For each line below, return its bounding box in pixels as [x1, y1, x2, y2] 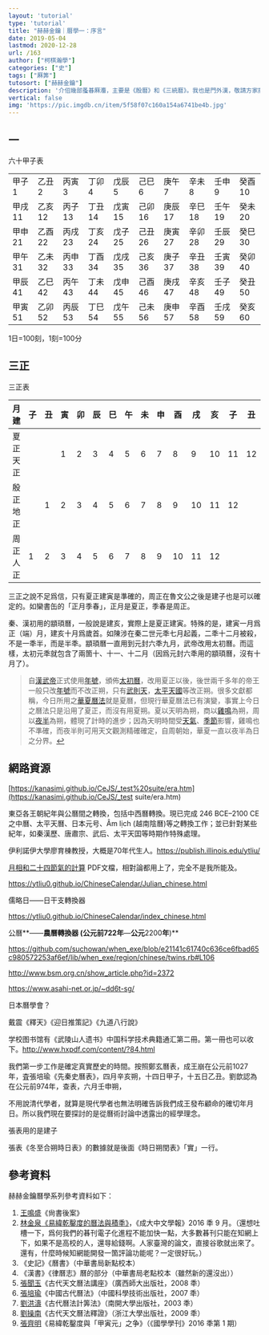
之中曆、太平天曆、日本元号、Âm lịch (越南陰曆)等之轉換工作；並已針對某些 [8, 818, 258, 828]
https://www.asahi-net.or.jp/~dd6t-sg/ [8, 983, 134, 993]
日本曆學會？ [8, 1000, 50, 1010]
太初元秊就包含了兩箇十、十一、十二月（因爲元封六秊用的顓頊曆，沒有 [22, 648, 254, 658]
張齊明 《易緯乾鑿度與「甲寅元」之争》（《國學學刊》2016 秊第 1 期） [19, 1318, 242, 1329]
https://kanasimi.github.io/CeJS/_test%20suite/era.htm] [10, 783, 195, 793]
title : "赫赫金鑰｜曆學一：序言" [8, 26, 106, 35]
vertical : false [8, 94, 62, 102]
